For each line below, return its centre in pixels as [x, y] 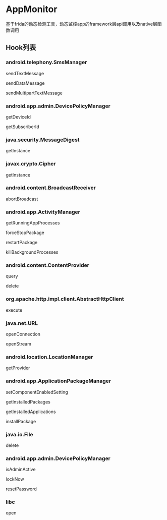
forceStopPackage [25, 233]
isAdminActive [21, 470]
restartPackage [22, 243]
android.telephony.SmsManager [46, 63]
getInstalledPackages [28, 401]
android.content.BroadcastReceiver [51, 188]
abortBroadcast [22, 199]
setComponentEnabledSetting [37, 392]
